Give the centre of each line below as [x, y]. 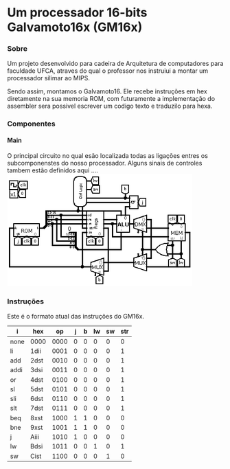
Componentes [32, 124]
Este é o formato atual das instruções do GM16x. [76, 316]
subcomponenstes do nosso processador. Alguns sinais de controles [105, 163]
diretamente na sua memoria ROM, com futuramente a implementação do [111, 99]
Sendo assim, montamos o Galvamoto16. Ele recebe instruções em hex [107, 91]
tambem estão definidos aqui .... [53, 170]
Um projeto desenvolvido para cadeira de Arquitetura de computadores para [115, 64]
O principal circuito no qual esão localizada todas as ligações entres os [107, 155]
